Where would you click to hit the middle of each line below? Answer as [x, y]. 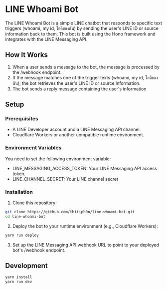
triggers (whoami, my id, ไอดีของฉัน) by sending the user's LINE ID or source [82, 28]
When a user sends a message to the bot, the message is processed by [86, 67]
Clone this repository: [34, 203]
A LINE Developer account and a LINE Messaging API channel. [77, 130]
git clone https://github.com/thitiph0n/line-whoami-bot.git [70, 212]
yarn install [19, 277]
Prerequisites [22, 119]
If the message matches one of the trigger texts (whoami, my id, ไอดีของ [85, 77]
